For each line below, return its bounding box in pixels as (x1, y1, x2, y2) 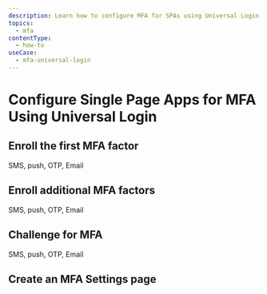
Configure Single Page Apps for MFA (8, 91, 257, 109)
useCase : (8, 49, 38, 57)
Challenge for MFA (8, 228, 103, 242)
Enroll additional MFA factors (8, 184, 156, 197)
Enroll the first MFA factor (8, 139, 139, 153)
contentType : (8, 34, 52, 42)
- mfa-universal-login (15, 57, 91, 65)
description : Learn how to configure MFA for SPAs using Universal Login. (8, 11, 263, 20)
